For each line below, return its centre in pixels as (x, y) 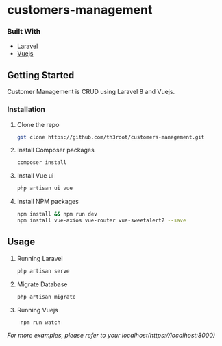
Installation (26, 110)
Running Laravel (40, 258)
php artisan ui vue (45, 188)
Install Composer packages (56, 150)
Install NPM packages (48, 202)
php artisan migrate (46, 297)
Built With (24, 32)
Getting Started (41, 75)
